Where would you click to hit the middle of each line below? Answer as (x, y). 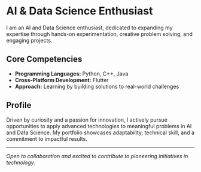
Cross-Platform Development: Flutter (62, 80)
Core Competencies (44, 59)
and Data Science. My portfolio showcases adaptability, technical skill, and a (100, 132)
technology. (21, 162)
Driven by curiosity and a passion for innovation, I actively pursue (87, 120)
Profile (19, 105)
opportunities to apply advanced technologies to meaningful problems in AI (99, 126)
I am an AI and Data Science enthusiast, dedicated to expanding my (89, 28)
